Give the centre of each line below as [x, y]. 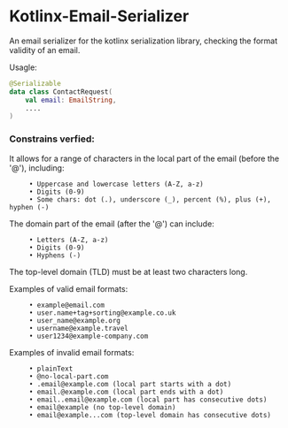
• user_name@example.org [75, 320]
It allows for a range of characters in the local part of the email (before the [144, 158]
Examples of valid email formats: [69, 288]
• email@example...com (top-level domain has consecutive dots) [150, 415]
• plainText [51, 369]
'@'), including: [37, 168]
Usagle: [23, 67]
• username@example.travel [78, 328]
